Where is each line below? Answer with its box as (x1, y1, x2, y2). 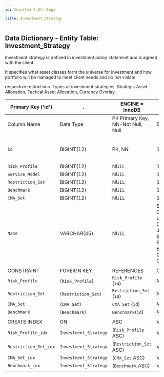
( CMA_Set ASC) (112, 355, 145, 361)
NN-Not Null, (112, 121, 143, 128)
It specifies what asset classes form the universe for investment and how (5, 69, 152, 75)
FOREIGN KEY (60, 267, 92, 274)
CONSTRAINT (7, 267, 40, 274)
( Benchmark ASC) (112, 362, 150, 369)
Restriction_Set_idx (7, 344, 55, 350)
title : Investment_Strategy (5, 16, 62, 21)
